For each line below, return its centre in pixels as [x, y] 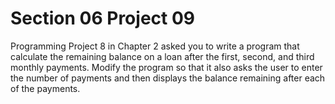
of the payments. [45, 88]
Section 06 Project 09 [102, 18]
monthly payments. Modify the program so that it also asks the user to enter [166, 67]
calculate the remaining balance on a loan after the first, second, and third [162, 56]
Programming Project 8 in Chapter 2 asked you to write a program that [155, 46]
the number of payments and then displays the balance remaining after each [168, 78]
